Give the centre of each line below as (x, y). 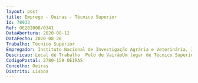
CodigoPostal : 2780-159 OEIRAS (44, 60)
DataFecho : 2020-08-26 (34, 39)
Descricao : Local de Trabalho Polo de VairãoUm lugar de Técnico (89, 55)
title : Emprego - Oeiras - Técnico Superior (62, 17)
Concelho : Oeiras (27, 66)
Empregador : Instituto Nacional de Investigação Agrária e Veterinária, (97, 50)
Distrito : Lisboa (27, 71)
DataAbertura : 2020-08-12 (38, 33)
